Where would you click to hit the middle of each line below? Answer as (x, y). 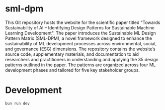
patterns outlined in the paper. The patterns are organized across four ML (81, 65)
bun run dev (17, 103)
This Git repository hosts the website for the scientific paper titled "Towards (83, 22)
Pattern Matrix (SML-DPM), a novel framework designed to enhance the (79, 38)
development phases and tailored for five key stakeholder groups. (73, 70)
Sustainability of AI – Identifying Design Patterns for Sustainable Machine (80, 27)
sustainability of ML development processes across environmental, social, (81, 43)
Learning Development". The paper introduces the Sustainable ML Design (81, 33)
